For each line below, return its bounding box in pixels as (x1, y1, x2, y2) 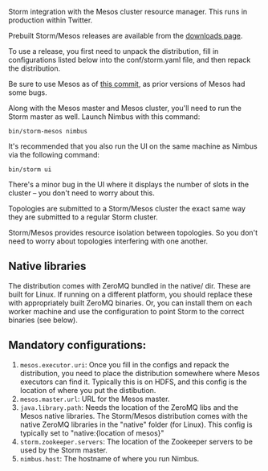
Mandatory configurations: (8, 338, 147, 352)
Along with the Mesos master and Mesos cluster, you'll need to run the (8, 104, 242, 113)
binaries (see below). (8, 315, 79, 325)
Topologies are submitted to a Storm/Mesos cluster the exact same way (8, 204, 246, 213)
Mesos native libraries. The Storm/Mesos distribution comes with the (19, 411, 249, 420)
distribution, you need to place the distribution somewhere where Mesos (19, 368, 261, 378)
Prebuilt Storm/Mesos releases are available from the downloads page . (8, 31, 243, 40)
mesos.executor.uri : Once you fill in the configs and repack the (19, 359, 229, 369)
